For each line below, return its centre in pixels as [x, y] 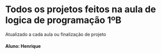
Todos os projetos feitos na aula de [81, 9]
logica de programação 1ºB [63, 20]
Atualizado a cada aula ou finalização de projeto [56, 34]
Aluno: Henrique [23, 46]
